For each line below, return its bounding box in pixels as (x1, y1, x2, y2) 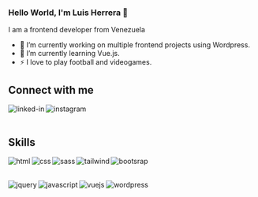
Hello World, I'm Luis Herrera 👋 (8, 7, 129, 18)
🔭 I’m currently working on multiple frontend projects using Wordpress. (19, 40, 251, 50)
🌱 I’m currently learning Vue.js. (19, 49, 120, 58)
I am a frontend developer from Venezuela (8, 25, 146, 35)
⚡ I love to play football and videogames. (19, 58, 152, 67)
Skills (8, 136, 36, 149)
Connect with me (8, 83, 95, 97)
